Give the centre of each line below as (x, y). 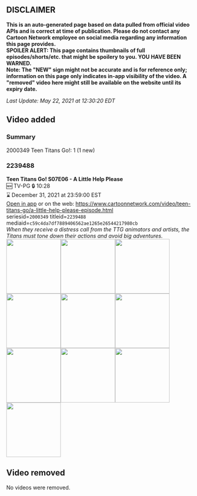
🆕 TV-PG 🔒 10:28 (28, 186)
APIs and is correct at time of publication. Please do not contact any (93, 31)
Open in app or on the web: (40, 203)
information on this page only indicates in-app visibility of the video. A (97, 76)
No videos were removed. (38, 488)
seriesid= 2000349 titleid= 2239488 (46, 216)
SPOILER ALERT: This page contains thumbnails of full (76, 50)
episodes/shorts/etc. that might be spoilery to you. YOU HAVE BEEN (94, 56)
